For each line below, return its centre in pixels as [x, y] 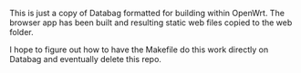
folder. [21, 32]
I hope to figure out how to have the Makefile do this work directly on [139, 50]
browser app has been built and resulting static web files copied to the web [151, 23]
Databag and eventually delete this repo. [86, 59]
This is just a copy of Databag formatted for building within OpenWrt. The [147, 13]
